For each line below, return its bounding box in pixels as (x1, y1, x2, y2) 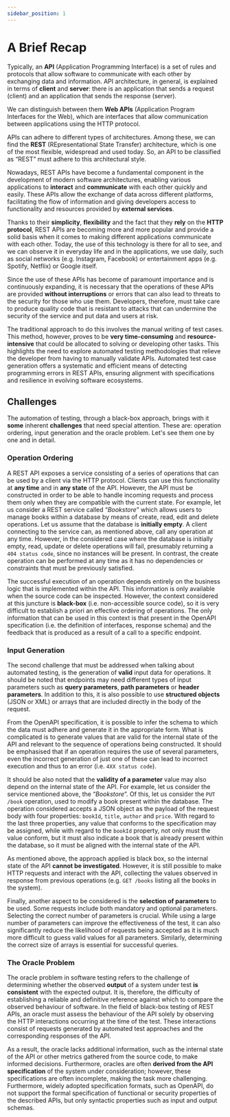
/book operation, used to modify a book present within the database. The (7, 797, 213, 805)
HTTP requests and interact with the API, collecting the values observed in (7, 869, 218, 877)
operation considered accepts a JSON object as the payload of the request (7, 804, 220, 812)
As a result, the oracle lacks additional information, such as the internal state (7, 1046, 224, 1054)
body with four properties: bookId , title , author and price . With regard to (7, 812, 215, 820)
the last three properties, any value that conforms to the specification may (7, 819, 217, 827)
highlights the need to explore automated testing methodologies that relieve (7, 346, 221, 355)
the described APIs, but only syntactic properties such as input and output (7, 1096, 218, 1105)
